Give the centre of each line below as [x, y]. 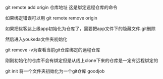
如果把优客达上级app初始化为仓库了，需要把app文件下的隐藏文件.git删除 [80, 28]
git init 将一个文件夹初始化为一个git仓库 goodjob [55, 71]
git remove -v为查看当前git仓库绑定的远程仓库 [53, 50]
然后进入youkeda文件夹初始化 [36, 39]
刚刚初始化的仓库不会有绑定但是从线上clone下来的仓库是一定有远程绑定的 [82, 60]
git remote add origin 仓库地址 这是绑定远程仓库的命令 [61, 7]
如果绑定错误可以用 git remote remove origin [51, 18]
